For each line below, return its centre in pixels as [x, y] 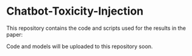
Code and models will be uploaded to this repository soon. [80, 46]
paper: [15, 34]
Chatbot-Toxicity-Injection [75, 11]
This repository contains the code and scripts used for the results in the [96, 28]
